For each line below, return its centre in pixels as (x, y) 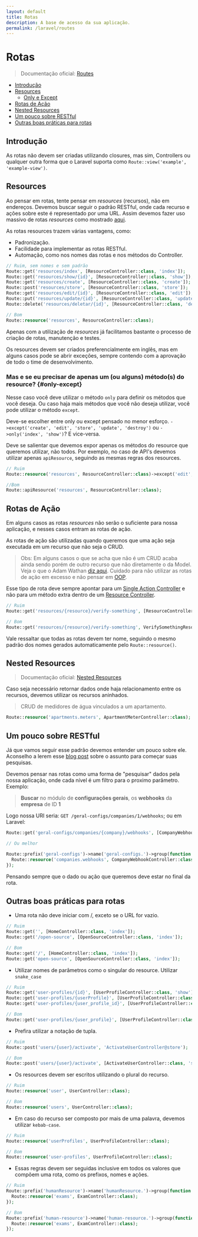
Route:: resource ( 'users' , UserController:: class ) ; (70, 1107)
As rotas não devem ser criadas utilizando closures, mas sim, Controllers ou (98, 155)
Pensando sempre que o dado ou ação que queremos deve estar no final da (98, 876)
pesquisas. (19, 763)
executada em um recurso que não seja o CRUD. (65, 547)
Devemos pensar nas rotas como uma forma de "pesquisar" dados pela (93, 774)
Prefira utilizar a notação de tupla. (56, 1031)
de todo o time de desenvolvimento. (50, 362)
